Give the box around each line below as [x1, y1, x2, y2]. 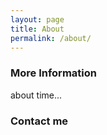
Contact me [10, 114, 69, 128]
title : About [10, 24, 65, 34]
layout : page [10, 14, 65, 25]
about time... [10, 89, 63, 101]
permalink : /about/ [10, 33, 92, 43]
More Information [10, 66, 97, 80]
